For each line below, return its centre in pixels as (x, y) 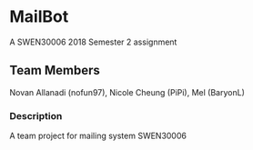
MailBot (39, 17)
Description (36, 115)
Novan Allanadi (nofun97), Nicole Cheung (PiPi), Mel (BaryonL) (127, 92)
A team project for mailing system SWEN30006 (98, 136)
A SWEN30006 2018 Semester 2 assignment (93, 42)
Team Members (55, 70)
